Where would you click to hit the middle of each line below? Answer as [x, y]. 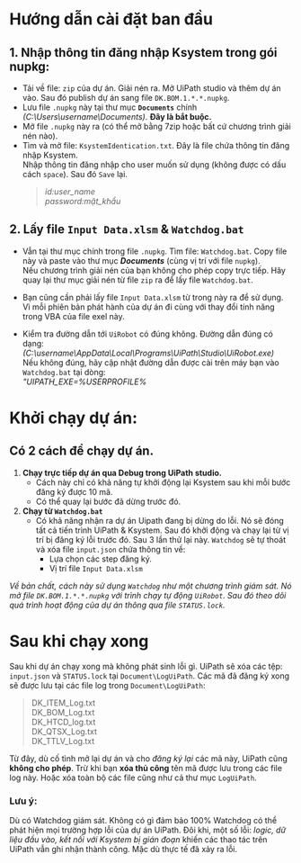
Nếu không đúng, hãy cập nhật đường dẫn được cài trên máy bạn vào [151, 362]
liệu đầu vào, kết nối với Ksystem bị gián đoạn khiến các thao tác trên [138, 840]
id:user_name [70, 192]
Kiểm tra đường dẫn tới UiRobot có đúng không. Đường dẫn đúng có [148, 334]
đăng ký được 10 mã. [74, 491]
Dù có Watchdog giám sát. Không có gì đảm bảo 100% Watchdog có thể [143, 821]
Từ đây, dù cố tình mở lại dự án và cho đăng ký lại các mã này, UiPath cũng [148, 758]
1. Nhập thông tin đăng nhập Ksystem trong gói [143, 53]
